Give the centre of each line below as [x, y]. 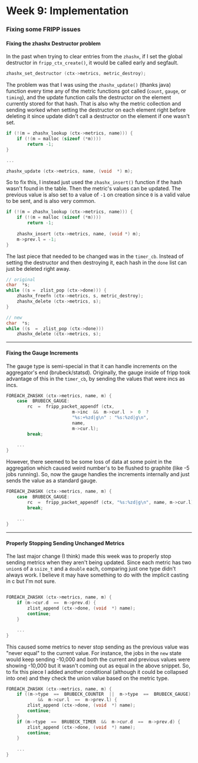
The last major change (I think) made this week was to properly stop [89, 556]
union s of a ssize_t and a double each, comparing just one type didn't [91, 569]
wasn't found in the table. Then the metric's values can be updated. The [94, 189]
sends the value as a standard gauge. [52, 481]
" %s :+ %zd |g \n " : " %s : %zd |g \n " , [110, 418]
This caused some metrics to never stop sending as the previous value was [98, 647]
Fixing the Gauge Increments [42, 353]
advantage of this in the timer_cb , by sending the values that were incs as [95, 378]
